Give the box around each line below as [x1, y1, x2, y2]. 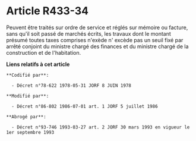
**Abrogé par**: [6, 114, 46, 120]
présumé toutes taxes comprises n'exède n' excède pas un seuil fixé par [6, 36, 184, 43]
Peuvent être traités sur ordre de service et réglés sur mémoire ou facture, [6, 24, 188, 31]
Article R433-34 [6, 4, 89, 18]
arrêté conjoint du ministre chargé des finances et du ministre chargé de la [6, 43, 189, 50]
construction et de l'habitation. [6, 49, 81, 56]
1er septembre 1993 [6, 129, 55, 135]
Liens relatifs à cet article [6, 61, 70, 68]
